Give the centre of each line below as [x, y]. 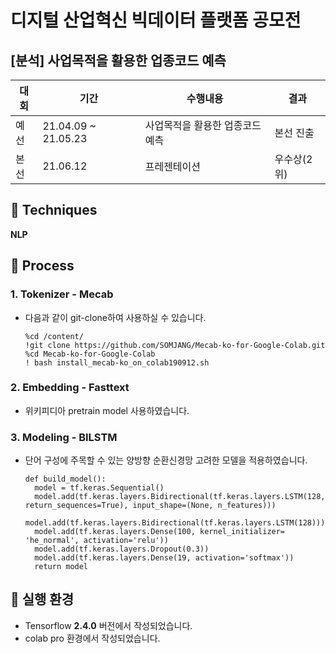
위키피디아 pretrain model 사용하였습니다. [107, 410]
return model [61, 567]
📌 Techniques [54, 210]
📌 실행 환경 [42, 599]
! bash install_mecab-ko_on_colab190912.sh [117, 362]
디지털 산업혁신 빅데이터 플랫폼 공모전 [156, 20]
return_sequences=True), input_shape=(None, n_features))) [150, 506]
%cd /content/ [54, 336]
